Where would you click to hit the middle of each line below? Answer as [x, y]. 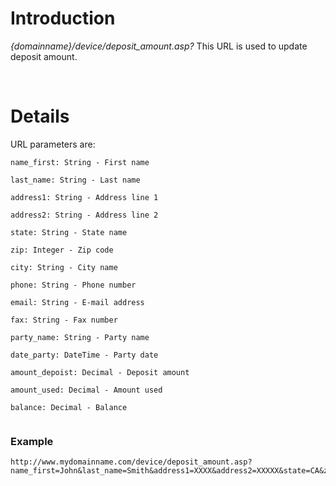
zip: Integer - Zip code [62, 250]
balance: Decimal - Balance [69, 407]
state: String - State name [69, 232]
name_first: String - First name [80, 162]
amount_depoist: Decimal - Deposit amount [100, 372]
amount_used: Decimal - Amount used [86, 390]
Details [40, 116]
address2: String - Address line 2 [84, 215]
